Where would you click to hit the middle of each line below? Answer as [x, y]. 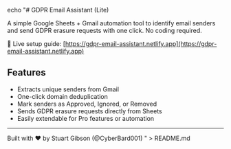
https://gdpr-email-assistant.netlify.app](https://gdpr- [141, 44]
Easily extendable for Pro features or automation [86, 118]
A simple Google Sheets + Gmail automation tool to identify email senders [111, 23]
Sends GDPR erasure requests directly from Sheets [90, 111]
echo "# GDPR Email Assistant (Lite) [58, 10]
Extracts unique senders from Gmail [68, 89]
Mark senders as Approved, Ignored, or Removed [87, 104]
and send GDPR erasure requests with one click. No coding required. [105, 31]
